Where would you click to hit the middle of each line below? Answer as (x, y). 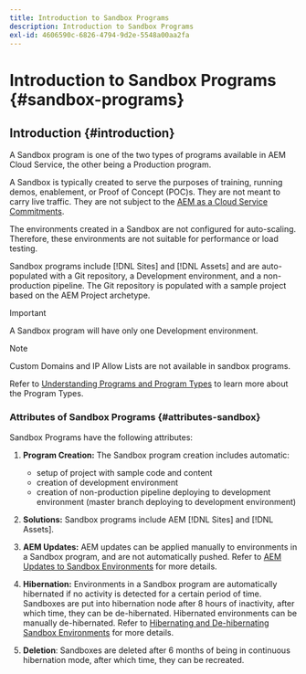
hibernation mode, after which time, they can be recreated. (133, 659)
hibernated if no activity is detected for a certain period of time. (142, 594)
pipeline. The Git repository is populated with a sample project (169, 286)
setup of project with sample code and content (124, 472)
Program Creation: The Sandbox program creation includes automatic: (156, 455)
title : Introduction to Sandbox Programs (90, 18)
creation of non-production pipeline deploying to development (153, 492)
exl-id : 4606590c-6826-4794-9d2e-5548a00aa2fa (100, 35)
